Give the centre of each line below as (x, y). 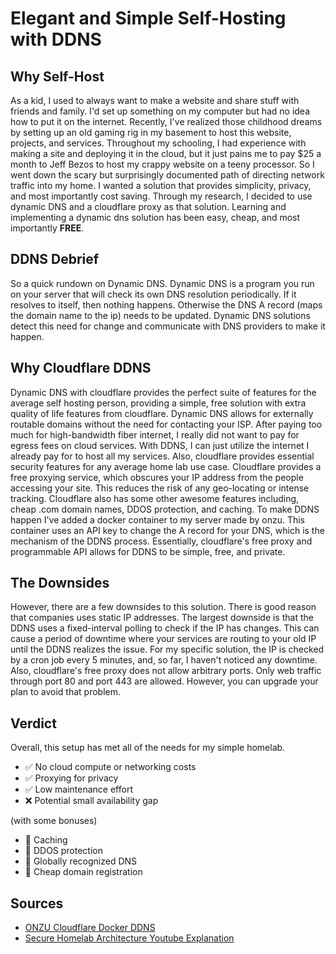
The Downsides (60, 583)
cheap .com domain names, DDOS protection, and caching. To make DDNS (165, 509)
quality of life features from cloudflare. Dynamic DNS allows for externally (162, 413)
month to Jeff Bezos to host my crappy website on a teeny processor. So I (162, 164)
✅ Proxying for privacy (71, 778)
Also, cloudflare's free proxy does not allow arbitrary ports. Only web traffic (166, 671)
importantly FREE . (47, 228)
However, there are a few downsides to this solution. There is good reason (163, 607)
